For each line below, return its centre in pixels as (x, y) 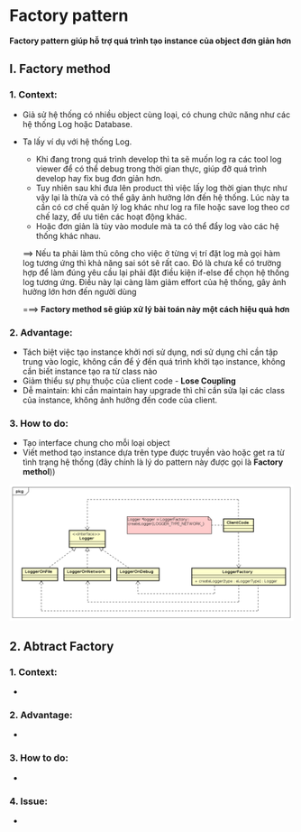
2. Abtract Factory (62, 646)
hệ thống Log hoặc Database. (78, 124)
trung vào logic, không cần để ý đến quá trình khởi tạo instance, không (154, 361)
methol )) (39, 472)
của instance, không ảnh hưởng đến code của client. (120, 400)
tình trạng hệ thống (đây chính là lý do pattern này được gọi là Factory (153, 462)
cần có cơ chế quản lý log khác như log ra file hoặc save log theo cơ (163, 207)
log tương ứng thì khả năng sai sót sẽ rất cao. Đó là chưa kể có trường (152, 263)
